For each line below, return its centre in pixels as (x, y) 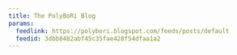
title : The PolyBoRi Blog (52, 16)
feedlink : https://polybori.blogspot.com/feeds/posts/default (123, 31)
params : (21, 23)
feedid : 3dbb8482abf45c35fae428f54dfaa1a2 (88, 38)
